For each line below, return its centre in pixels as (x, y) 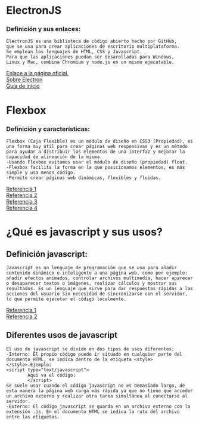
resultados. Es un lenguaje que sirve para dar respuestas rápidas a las (100, 288)
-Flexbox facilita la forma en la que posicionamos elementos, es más (96, 167)
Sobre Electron (24, 80)
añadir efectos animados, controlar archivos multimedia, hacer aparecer (100, 278)
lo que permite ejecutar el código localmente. (66, 299)
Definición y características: (48, 129)
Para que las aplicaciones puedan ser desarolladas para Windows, (90, 57)
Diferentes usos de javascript (62, 335)
